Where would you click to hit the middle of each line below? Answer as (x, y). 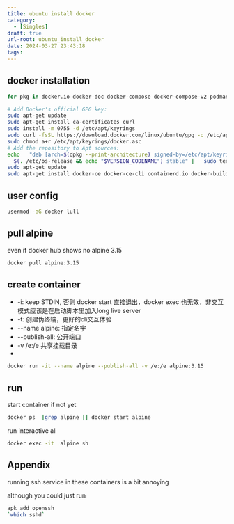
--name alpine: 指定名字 (52, 328)
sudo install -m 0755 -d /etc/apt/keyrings (71, 129)
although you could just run (46, 495)
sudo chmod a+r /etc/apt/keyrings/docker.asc (74, 141)
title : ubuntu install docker (51, 14)
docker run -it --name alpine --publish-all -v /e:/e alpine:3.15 (106, 366)
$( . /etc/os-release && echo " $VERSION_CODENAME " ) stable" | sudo (115, 161)
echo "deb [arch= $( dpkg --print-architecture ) (79, 154)
